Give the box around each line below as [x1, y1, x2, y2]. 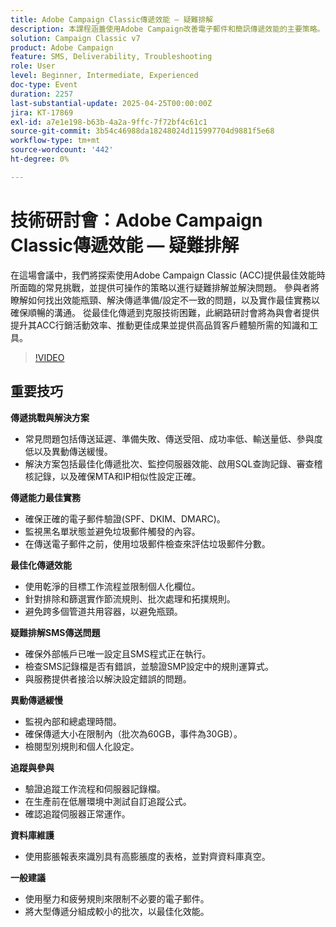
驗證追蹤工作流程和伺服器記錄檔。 [24, 782, 166, 795]
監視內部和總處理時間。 [24, 715, 122, 727]
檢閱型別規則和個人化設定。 [24, 740, 140, 752]
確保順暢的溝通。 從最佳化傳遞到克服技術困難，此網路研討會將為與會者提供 [10, 306, 320, 318]
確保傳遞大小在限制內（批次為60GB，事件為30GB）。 [24, 727, 243, 740]
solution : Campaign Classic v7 [10, 33, 141, 43]
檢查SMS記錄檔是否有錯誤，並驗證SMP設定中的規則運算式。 [24, 660, 274, 672]
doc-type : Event [10, 80, 78, 90]
